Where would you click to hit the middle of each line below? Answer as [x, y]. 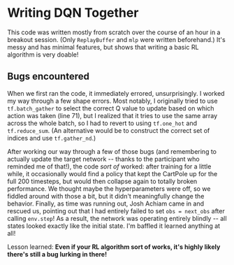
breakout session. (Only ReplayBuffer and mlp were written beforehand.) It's [116, 39]
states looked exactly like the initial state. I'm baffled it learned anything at [114, 226]
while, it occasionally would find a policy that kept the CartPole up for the [112, 173]
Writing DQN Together [73, 13]
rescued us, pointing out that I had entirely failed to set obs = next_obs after [116, 210]
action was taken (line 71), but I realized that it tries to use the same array [112, 115]
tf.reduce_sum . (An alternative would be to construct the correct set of [109, 130]
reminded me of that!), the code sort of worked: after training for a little [109, 166]
